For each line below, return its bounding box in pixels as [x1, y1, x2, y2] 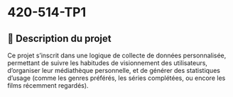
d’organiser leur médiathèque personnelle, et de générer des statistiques [7, 67, 220, 74]
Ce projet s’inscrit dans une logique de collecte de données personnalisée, [7, 51, 227, 59]
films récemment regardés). [7, 81, 89, 89]
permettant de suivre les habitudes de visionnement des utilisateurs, [7, 59, 208, 67]
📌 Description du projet [7, 33, 112, 45]
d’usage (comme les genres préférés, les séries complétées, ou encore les [7, 74, 226, 82]
